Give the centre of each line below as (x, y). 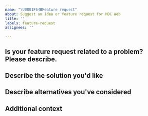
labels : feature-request (30, 23)
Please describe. (31, 59)
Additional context (34, 108)
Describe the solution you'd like (54, 75)
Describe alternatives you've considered (68, 92)
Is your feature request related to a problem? (74, 51)
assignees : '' (19, 28)
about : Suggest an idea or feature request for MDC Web (63, 14)
